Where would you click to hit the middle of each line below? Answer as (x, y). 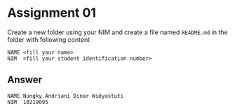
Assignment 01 (52, 13)
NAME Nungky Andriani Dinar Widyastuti (66, 96)
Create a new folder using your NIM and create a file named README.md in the (117, 32)
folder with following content (48, 39)
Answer (25, 80)
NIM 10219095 (28, 102)
